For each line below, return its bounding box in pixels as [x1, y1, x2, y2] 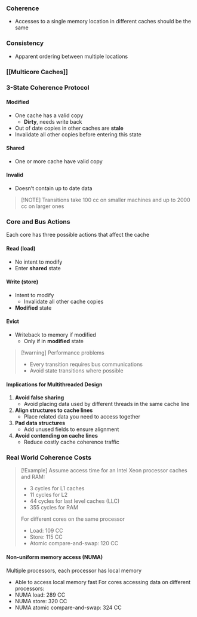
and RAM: [20, 474, 45, 481]
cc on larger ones [20, 203, 64, 210]
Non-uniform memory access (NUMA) [6, 554, 103, 561]
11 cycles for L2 [29, 491, 67, 499]
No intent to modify [14, 258, 63, 265]
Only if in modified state [23, 337, 84, 344]
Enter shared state [14, 264, 61, 271]
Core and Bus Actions [6, 217, 70, 225]
